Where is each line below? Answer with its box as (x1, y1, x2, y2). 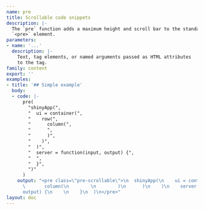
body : (12, 88, 26, 94)
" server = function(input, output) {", (28, 149, 135, 156)
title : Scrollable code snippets (6, 15, 91, 21)
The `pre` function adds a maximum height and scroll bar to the (12, 25, 181, 32)
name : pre (6, 8, 32, 15)
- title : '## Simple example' (6, 82, 83, 88)
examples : (6, 76, 32, 82)
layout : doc (6, 194, 36, 200)
